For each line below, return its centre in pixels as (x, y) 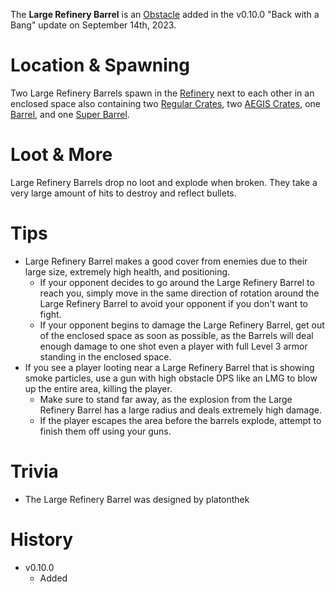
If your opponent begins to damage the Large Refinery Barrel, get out (182, 325)
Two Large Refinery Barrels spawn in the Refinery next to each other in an (162, 93)
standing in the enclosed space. (105, 356)
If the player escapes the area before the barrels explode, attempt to (180, 420)
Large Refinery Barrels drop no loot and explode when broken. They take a (164, 182)
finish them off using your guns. (105, 431)
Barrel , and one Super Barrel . (70, 114)
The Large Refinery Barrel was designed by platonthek (137, 499)
